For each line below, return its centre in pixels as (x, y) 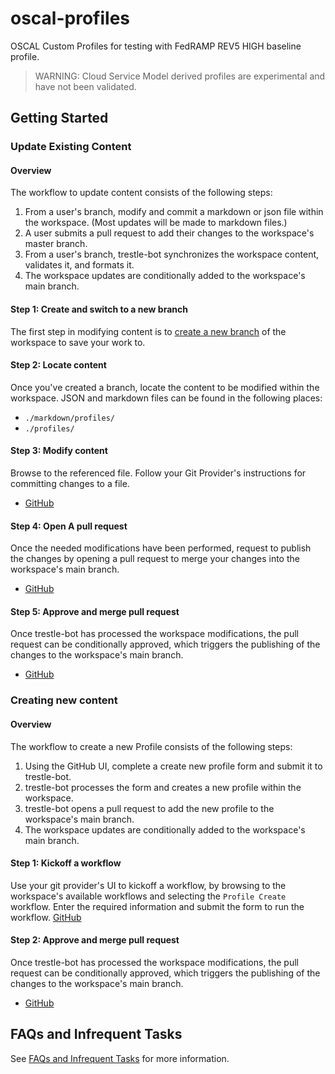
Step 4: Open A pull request (69, 526)
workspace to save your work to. (78, 342)
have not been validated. (85, 86)
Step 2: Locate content (58, 365)
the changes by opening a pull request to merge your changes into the (155, 559)
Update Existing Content (71, 147)
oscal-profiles (70, 18)
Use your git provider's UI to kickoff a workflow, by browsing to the (148, 885)
